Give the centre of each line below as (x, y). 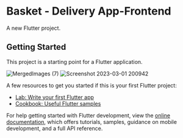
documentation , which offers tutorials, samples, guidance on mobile (91, 122)
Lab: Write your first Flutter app (55, 97)
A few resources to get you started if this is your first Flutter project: (91, 85)
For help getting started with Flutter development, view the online (88, 115)
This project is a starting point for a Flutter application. (74, 61)
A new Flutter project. (34, 28)
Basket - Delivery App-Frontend (89, 11)
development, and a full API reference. (55, 128)
